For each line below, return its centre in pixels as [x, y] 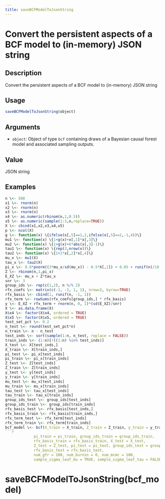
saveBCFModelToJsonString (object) [41, 112]
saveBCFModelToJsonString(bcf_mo [82, 479]
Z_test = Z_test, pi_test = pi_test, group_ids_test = [91, 446]
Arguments [23, 127]
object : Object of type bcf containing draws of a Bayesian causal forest [84, 139]
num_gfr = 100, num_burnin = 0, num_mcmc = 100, [84, 455]
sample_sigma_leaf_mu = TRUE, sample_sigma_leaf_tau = [91, 459]
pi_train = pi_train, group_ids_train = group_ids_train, [94, 436]
